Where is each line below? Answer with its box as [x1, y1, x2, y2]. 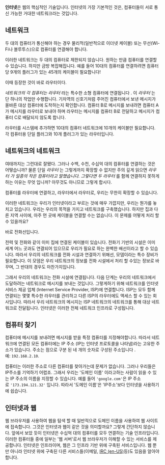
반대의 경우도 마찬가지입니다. [20, 264, 76, 270]
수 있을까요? [5, 218, 28, 224]
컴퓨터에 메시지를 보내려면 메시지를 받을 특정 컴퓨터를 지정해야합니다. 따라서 [5, 334, 151, 340]
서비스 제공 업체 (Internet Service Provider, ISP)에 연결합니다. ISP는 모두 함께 [5, 286, 156, 292]
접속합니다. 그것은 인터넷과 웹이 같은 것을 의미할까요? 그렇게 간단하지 [10, 424, 142, 430]
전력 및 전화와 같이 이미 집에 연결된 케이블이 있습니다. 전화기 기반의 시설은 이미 [5, 239, 156, 245]
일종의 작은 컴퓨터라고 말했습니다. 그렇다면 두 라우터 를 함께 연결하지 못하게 [15, 173, 160, 179]
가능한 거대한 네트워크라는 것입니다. [10, 10, 79, 16]
